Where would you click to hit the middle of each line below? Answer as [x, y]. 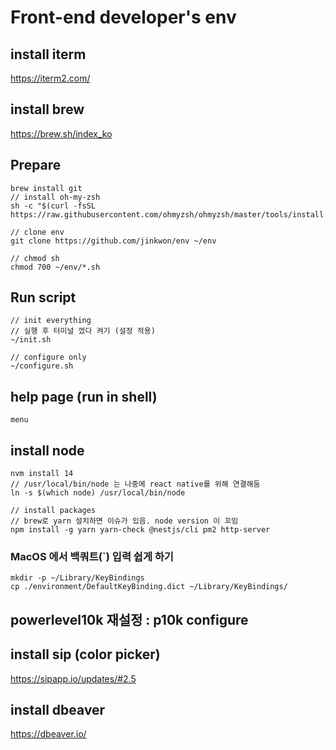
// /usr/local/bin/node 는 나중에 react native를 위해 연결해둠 [135, 484]
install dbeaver [58, 709]
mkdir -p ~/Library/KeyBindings [77, 578]
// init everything [51, 321]
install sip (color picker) [85, 654]
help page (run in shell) [84, 396]
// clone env [37, 232]
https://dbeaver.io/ [48, 734]
